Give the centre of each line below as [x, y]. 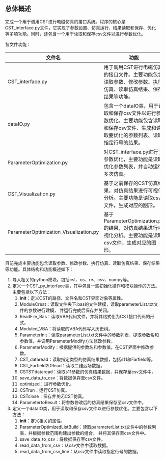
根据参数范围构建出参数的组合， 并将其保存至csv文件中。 [91, 433]
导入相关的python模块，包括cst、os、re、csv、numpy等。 [72, 279]
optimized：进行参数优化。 [47, 384]
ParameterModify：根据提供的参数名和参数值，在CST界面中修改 [84, 347]
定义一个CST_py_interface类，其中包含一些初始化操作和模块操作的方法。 [86, 286]
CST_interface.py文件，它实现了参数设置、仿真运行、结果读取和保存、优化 [81, 27]
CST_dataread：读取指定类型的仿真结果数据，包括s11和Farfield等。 [87, 359]
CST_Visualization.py [31, 194]
